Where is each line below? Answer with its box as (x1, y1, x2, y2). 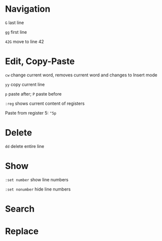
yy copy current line (5, 81, 45, 87)
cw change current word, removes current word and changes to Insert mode (5, 72, 158, 78)
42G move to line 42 (5, 38, 44, 45)
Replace (5, 226, 39, 237)
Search (5, 203, 35, 214)
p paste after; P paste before (5, 91, 62, 96)
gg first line (5, 29, 27, 35)
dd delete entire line (5, 143, 44, 149)
